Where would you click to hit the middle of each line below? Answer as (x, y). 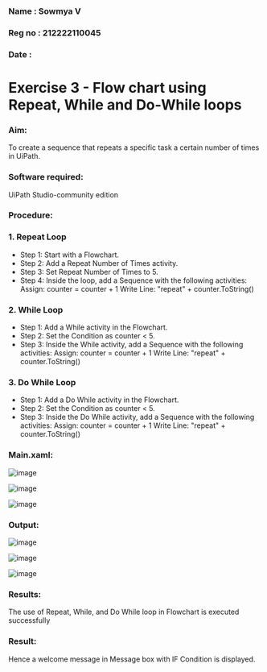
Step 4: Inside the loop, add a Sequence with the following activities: (133, 280)
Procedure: (31, 215)
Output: (24, 525)
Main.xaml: (31, 455)
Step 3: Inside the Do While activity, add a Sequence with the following (137, 417)
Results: (25, 594)
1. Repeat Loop (37, 237)
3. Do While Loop (42, 382)
